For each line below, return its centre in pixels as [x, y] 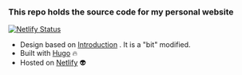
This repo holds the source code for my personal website [121, 12]
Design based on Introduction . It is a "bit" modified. [105, 45]
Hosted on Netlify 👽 [53, 63]
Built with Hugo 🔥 [49, 53]
